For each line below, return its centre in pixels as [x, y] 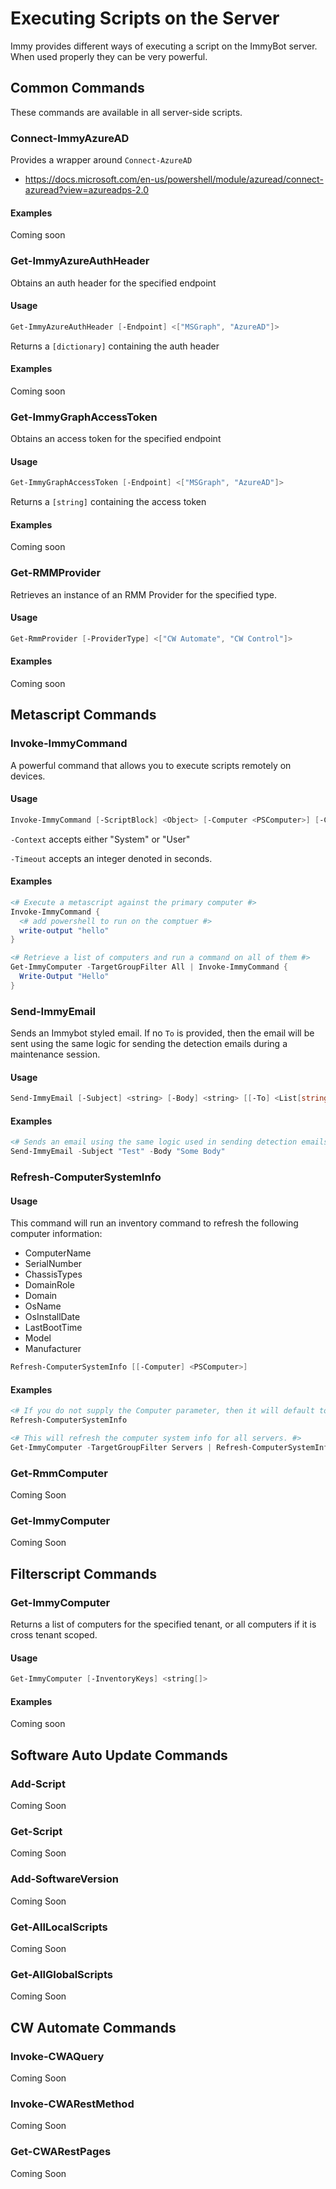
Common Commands [77, 88]
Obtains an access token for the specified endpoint [116, 439]
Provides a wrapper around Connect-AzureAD [101, 160]
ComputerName [58, 1253]
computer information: [56, 1234]
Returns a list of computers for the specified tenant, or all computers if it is [163, 1624]
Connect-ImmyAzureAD [70, 138]
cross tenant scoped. [54, 1635]
